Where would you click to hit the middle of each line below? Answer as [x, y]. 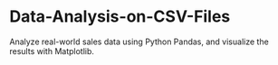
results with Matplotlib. [52, 51]
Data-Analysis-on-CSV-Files [120, 17]
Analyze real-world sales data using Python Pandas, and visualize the [139, 42]
